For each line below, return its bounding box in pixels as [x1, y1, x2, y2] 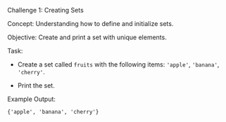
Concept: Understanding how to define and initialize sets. [7, 20, 174, 27]
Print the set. [17, 81, 55, 90]
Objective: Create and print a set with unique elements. [7, 33, 167, 41]
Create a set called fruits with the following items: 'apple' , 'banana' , [17, 60, 220, 69]
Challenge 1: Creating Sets [7, 6, 84, 14]
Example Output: [7, 95, 56, 103]
